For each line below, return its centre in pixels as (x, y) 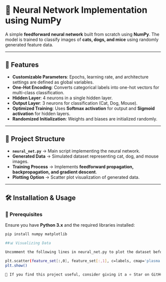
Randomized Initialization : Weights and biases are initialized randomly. (85, 119)
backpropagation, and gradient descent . (55, 172)
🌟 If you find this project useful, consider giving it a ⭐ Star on (77, 274)
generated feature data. (29, 44)
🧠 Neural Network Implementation (76, 10)
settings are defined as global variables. (53, 82)
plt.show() (16, 265)
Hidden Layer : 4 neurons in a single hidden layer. (62, 98)
